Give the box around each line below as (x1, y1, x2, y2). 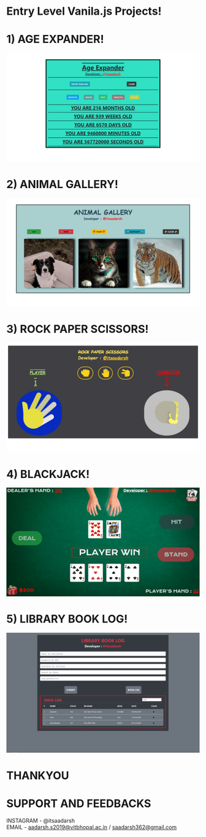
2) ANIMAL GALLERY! (6, 177, 118, 191)
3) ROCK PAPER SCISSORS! (6, 322, 149, 336)
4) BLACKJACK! (6, 467, 90, 481)
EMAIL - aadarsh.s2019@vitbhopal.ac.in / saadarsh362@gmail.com (6, 823, 177, 831)
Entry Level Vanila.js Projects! (6, 4, 162, 18)
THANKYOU (6, 768, 69, 782)
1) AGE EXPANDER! (6, 32, 104, 47)
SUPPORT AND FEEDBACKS (6, 797, 151, 810)
